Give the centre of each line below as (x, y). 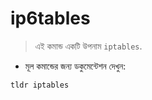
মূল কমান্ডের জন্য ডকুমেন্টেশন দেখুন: (75, 66)
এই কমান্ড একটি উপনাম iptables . (88, 46)
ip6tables (50, 18)
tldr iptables (40, 85)
